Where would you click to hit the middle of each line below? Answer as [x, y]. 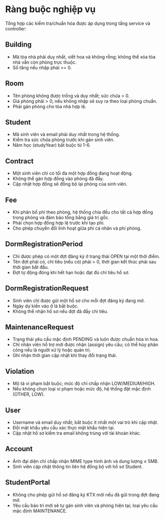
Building [18, 45]
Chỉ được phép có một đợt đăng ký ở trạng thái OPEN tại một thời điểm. [86, 256]
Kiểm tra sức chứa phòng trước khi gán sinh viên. [63, 140]
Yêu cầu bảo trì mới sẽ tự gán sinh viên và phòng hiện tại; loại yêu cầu [85, 505]
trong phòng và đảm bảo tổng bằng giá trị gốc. [61, 218]
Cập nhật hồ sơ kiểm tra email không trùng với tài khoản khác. [77, 433]
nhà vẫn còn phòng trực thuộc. [45, 62]
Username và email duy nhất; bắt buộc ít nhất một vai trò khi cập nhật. [85, 422]
